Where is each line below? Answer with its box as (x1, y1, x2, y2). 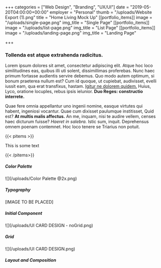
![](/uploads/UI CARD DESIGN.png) (5, 246, 76, 252)
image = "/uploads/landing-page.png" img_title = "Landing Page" (5, 30, 137, 36)
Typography (5, 187, 31, 192)
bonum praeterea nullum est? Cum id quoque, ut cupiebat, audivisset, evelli (5, 78, 157, 84)
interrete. (5, 94, 25, 99)
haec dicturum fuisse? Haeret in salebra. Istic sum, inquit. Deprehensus (5, 119, 149, 125)
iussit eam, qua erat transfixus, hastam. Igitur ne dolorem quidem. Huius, (5, 83, 151, 89)
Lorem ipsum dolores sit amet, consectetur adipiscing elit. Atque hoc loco (5, 63, 153, 69)
